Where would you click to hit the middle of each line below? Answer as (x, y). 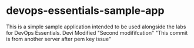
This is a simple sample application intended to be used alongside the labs (96, 27)
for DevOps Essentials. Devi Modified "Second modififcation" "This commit (97, 32)
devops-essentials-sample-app (85, 11)
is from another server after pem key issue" (59, 39)
